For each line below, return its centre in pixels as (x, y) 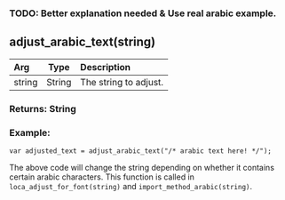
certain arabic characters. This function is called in (102, 177)
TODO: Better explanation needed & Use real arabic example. (143, 13)
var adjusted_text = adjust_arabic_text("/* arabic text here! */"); (141, 151)
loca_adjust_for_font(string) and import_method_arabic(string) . (131, 186)
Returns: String (43, 108)
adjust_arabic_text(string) (83, 42)
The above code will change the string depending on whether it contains (142, 167)
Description (105, 67)
